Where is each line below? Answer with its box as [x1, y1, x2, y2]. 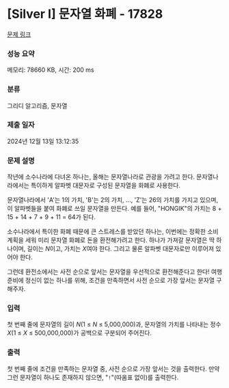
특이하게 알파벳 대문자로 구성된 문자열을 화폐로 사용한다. [30, 181, 181, 190]
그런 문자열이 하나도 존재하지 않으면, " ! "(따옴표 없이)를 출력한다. [7, 373, 179, 381]
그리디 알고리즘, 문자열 [7, 101, 68, 109]
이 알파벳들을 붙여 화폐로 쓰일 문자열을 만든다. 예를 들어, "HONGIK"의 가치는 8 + [7, 205, 222, 213]
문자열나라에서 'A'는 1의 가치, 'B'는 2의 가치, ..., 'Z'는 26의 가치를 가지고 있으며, [7, 196, 219, 204]
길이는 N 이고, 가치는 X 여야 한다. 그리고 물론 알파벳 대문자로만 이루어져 [27, 244, 214, 253]
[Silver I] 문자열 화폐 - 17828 [7, 6, 163, 22]
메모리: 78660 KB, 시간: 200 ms [7, 66, 94, 74]
